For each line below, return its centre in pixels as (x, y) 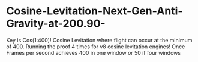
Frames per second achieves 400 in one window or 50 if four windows (94, 52)
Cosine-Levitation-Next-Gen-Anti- (94, 11)
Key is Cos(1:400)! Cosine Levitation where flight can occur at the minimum (99, 40)
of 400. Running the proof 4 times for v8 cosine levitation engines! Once (96, 46)
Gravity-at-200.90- (56, 24)
